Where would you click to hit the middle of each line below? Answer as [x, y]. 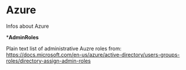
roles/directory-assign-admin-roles [49, 61]
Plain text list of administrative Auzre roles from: [64, 48]
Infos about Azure [28, 26]
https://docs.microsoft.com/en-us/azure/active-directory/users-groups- [93, 54]
